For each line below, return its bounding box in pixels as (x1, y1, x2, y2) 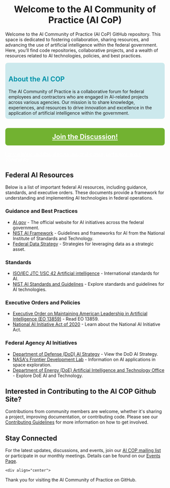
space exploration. (12, 361, 52, 368)
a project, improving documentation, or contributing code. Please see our (5, 414, 158, 420)
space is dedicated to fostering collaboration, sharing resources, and (5, 36, 149, 43)
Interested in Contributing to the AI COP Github (5, 387, 156, 396)
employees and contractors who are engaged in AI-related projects (8, 94, 148, 100)
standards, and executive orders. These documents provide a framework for (5, 190, 164, 196)
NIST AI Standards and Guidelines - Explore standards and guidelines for (12, 281, 164, 287)
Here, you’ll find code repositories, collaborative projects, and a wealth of (5, 47, 158, 53)
